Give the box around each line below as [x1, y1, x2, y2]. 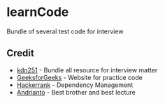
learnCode [6, 4, 69, 20]
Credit [6, 47, 34, 59]
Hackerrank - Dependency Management [16, 81, 134, 89]
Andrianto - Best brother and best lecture [16, 88, 136, 96]
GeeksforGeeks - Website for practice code [16, 73, 143, 81]
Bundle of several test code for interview [6, 27, 124, 35]
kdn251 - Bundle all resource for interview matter [16, 65, 158, 74]
